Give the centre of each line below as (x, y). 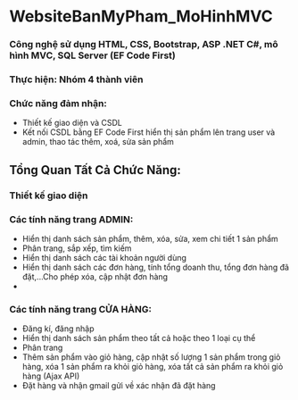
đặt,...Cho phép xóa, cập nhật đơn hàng (95, 276)
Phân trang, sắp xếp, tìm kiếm (77, 248)
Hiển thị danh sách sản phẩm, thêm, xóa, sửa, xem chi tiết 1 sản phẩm (150, 238)
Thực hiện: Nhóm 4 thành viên (76, 79)
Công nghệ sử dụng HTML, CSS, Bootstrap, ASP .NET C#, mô (144, 45)
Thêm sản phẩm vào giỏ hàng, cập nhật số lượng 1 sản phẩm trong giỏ (151, 357)
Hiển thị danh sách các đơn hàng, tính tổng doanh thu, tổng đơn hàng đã (156, 267)
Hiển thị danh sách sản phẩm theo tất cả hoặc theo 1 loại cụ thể (139, 338)
